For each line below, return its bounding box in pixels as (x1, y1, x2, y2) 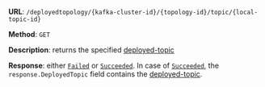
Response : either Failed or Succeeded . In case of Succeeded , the (8, 60, 220, 70)
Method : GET (8, 30, 51, 39)
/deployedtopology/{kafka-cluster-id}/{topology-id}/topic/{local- (26, 8, 259, 16)
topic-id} (8, 15, 42, 23)
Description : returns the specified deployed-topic (8, 45, 175, 55)
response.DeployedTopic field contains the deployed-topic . (8, 69, 203, 79)
